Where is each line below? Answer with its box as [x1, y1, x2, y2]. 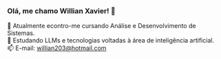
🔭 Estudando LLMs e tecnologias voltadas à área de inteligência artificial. [7, 36, 215, 45]
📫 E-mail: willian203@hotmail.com [7, 44, 107, 52]
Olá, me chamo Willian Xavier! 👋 [7, 6, 116, 16]
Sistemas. [7, 29, 35, 37]
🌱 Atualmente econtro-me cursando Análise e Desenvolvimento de [7, 22, 196, 30]
